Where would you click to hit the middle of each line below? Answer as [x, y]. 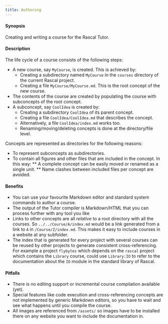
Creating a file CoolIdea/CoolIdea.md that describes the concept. [87, 118]
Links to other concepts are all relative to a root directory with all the [83, 219]
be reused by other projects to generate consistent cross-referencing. [85, 246]
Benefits [14, 186]
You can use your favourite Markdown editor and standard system [81, 197]
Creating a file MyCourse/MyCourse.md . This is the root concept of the [90, 86]
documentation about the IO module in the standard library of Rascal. [84, 262]
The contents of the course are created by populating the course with [84, 97]
